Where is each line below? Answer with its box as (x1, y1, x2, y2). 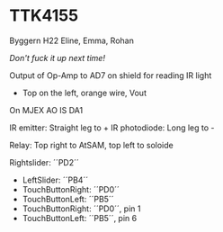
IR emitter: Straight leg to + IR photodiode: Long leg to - (9, 122, 215, 133)
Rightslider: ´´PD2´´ (9, 156, 79, 167)
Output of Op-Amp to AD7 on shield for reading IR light (9, 69, 212, 81)
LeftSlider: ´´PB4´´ (22, 174, 89, 185)
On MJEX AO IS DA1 (9, 104, 84, 115)
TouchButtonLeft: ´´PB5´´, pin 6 (22, 212, 138, 223)
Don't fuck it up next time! (9, 52, 106, 63)
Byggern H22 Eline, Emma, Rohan (9, 35, 135, 46)
